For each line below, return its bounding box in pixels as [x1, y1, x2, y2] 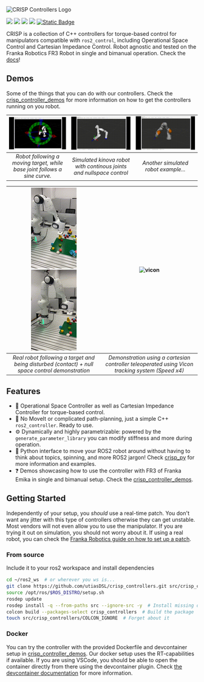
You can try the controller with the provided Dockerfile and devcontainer [6, 643, 188, 650]
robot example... [144, 166, 186, 173]
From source [6, 550, 44, 559]
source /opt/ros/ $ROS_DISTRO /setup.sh [6, 589, 104, 596]
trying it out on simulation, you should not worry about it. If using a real [6, 528, 183, 536]
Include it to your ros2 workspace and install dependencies [6, 564, 155, 571]
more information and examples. [15, 460, 97, 468]
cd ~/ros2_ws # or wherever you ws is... [6, 577, 115, 583]
